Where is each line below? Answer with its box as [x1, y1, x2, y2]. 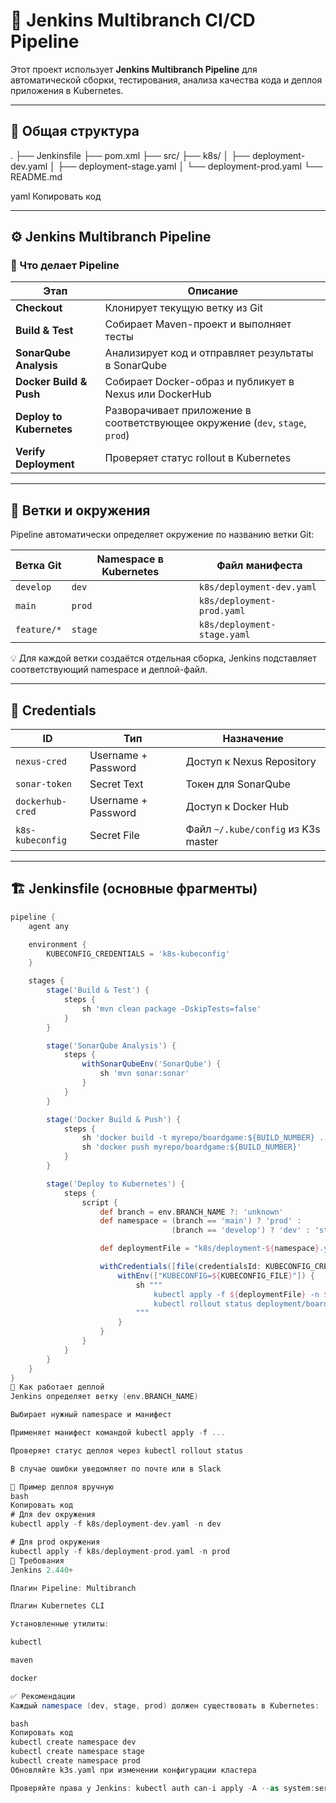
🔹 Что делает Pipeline [10, 259, 120, 273]
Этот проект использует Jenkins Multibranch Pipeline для [10, 63, 258, 75]
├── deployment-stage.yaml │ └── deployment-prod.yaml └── [57, 160, 323, 172]
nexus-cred [15, 756, 67, 768]
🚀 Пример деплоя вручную [10, 1482, 114, 1492]
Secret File [89, 829, 140, 843]
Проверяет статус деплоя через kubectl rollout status [10, 1445, 244, 1456]
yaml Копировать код [10, 190, 102, 202]
